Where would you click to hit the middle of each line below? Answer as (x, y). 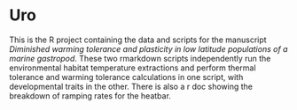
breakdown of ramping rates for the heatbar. (90, 95)
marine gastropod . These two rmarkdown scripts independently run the (140, 58)
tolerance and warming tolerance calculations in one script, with (126, 77)
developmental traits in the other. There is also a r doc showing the (131, 86)
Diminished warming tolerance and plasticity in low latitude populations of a (148, 48)
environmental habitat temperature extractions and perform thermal (133, 68)
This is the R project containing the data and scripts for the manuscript (138, 40)
